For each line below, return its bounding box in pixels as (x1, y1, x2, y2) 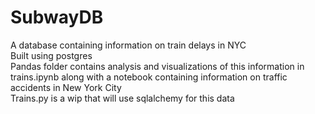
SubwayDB (10, 6, 104, 29)
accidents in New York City (10, 81, 122, 93)
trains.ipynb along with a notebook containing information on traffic (10, 71, 288, 83)
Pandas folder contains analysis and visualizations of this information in (10, 60, 305, 72)
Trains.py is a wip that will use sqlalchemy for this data (10, 92, 235, 104)
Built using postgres (10, 49, 93, 61)
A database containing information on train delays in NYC (10, 39, 247, 51)
